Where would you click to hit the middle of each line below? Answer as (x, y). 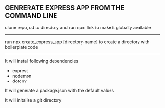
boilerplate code (22, 47)
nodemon (22, 76)
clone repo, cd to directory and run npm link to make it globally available (78, 27)
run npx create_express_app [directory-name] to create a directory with (77, 42)
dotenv (19, 81)
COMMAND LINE (31, 16)
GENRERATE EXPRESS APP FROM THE (65, 8)
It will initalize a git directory (33, 100)
